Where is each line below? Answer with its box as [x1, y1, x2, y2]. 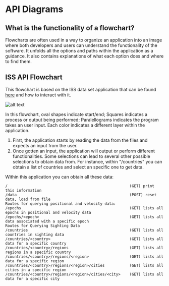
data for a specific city [5, 276, 60, 281]
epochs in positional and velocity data [5, 210, 92, 215]
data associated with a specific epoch [5, 218, 89, 224]
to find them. [5, 59, 32, 64]
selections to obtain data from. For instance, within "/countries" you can [12, 158, 162, 164]
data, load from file [5, 197, 51, 202]
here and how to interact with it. [5, 92, 72, 98]
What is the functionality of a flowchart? [5, 24, 135, 32]
